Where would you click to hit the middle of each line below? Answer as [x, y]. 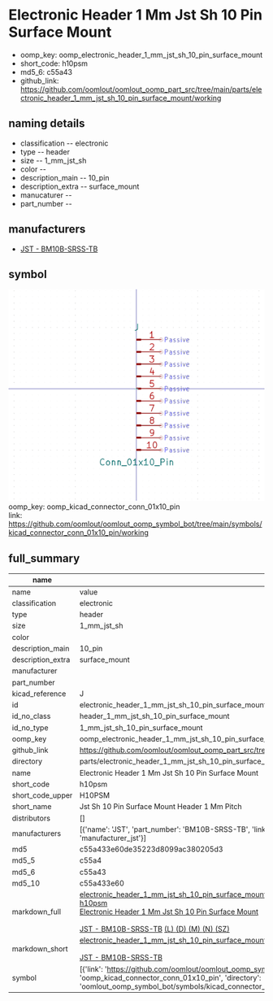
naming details [47, 124]
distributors [31, 818]
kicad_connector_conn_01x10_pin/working [78, 533]
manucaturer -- [46, 195]
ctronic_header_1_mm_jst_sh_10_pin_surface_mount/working [121, 98]
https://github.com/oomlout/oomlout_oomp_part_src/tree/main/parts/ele [141, 89]
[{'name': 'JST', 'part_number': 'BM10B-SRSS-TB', [165, 829]
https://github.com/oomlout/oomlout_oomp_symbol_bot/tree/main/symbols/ [135, 524]
